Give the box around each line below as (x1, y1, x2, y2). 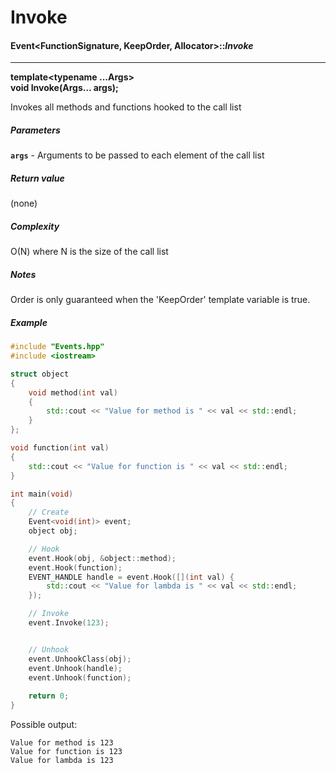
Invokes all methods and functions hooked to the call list (10, 101, 242, 113)
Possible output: (10, 719, 78, 731)
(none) (10, 197, 38, 210)
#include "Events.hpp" (10, 342, 105, 352)
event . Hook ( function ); (28, 562, 123, 573)
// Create (28, 507, 70, 518)
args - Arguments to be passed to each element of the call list (10, 149, 265, 161)
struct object (10, 369, 70, 379)
